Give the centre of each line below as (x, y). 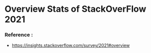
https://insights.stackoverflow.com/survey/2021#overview (71, 46)
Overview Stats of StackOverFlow (75, 9)
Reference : (19, 35)
